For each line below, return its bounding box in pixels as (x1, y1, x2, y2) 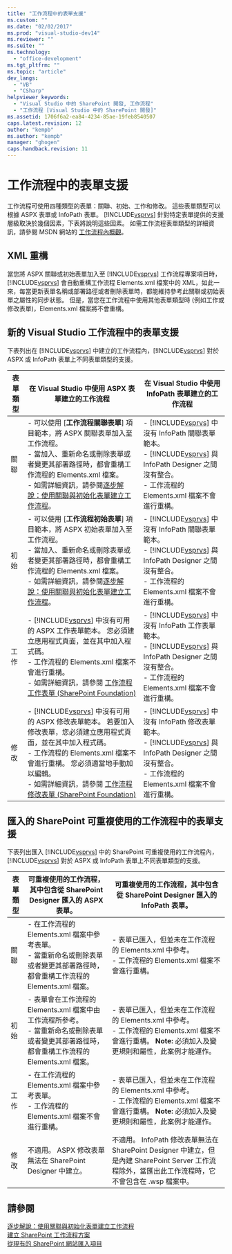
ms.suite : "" (7, 42, 45, 49)
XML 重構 (7, 250, 48, 262)
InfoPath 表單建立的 (146, 389, 212, 399)
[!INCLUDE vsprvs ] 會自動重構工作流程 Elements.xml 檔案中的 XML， (7, 278, 202, 286)
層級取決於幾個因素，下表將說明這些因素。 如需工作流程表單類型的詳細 (7, 219, 209, 227)
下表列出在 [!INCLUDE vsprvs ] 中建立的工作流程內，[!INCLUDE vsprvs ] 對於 (7, 346, 220, 354)
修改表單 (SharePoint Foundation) (27, 790, 137, 799)
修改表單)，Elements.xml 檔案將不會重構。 (7, 304, 128, 313)
